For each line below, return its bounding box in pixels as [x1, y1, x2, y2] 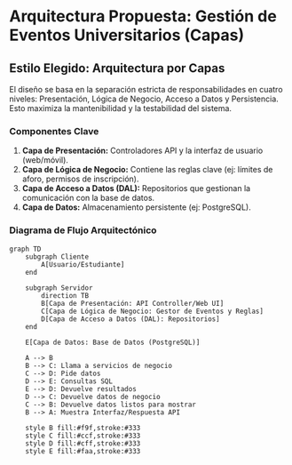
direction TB [41, 291, 90, 300]
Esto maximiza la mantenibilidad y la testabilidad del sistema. [9, 103, 233, 113]
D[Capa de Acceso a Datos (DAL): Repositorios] [41, 314, 220, 324]
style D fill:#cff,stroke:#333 [25, 438, 141, 448]
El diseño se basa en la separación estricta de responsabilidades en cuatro [9, 84, 283, 94]
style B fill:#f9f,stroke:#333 [25, 423, 141, 432]
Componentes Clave [9, 124, 99, 137]
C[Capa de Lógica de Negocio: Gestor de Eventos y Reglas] [41, 307, 264, 316]
